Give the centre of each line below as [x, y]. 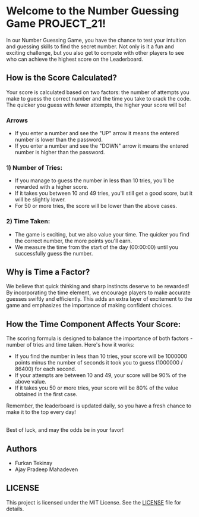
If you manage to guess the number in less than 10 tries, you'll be [94, 180]
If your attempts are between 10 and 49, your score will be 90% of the [100, 375]
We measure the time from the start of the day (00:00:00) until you [97, 247]
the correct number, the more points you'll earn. [73, 241]
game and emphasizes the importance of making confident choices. [90, 306]
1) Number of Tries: [34, 167]
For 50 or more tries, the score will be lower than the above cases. [96, 206]
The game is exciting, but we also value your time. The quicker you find [102, 234]
